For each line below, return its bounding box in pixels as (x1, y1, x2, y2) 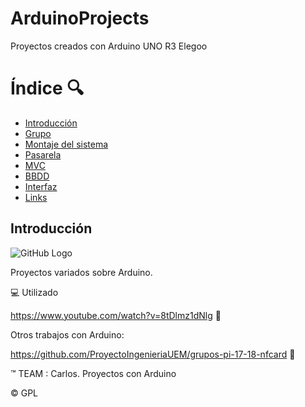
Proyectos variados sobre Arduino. (10, 266, 153, 278)
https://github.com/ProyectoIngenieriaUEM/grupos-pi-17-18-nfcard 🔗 (10, 348, 296, 360)
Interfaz (24, 180, 58, 192)
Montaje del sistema (24, 138, 109, 150)
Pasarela (24, 148, 62, 161)
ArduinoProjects (10, 7, 150, 30)
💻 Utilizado (10, 286, 59, 298)
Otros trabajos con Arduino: (10, 328, 125, 341)
